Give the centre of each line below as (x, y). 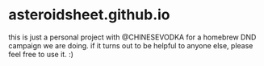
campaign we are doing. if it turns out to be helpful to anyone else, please (131, 45)
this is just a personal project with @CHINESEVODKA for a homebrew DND (132, 37)
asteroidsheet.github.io (90, 15)
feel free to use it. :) (41, 54)
